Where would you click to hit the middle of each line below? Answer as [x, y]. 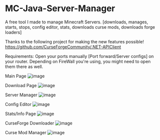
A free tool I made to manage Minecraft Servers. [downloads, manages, [77, 22]
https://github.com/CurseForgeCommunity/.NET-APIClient [63, 47]
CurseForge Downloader [30, 123]
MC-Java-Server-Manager [60, 9]
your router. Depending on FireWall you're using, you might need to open [78, 61]
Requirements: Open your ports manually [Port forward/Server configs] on [80, 56]
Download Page [21, 85]
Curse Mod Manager [26, 132]
